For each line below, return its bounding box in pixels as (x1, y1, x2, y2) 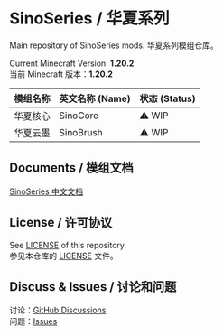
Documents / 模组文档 (9, 160, 134, 176)
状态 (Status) (139, 92, 196, 105)
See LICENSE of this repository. (9, 239, 127, 250)
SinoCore (59, 109, 99, 122)
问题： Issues (9, 316, 58, 327)
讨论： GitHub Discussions (9, 304, 107, 316)
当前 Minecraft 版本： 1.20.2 (9, 69, 113, 79)
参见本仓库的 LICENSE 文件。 (9, 250, 119, 261)
